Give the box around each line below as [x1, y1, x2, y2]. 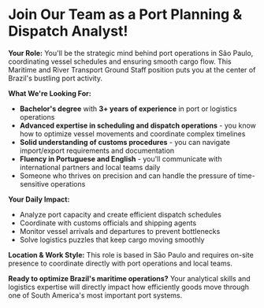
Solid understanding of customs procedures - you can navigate [19, 137, 231, 147]
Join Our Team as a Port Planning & [8, 6, 243, 24]
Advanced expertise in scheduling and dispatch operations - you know [19, 121, 256, 130]
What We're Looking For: [8, 88, 92, 98]
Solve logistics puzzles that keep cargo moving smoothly [19, 235, 205, 244]
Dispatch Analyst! [8, 22, 128, 40]
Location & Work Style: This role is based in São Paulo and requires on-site [8, 250, 254, 259]
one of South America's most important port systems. [8, 290, 183, 300]
